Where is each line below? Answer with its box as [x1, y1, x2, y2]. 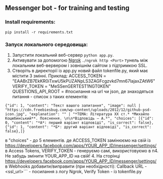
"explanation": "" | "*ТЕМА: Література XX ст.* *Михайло [29, 112, 150, 116]
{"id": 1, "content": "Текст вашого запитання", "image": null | [5, 103, 141, 108]
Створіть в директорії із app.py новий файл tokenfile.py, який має [12, 67, 148, 73]
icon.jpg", [5, 112, 27, 116]
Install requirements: [5, 19, 56, 25]
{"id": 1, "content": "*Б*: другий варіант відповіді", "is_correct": [5, 124, 152, 129]
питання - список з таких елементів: [12, 93, 88, 99]
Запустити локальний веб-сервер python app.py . [12, 52, 114, 58]
